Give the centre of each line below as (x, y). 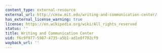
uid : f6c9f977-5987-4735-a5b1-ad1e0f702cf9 (52, 38)
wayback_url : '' (22, 43)
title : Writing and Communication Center (50, 33)
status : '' (17, 29)
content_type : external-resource (40, 10)
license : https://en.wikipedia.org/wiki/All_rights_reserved (71, 24)
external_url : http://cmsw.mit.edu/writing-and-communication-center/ (81, 15)
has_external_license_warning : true (44, 19)
